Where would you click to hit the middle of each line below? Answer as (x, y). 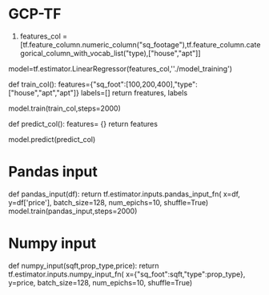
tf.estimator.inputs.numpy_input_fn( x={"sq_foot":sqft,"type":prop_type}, (127, 274)
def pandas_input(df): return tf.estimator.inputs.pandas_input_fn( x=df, (124, 194)
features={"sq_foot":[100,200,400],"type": (128, 84)
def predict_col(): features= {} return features (83, 123)
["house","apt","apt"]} (44, 92)
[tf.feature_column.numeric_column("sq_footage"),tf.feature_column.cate (140, 44)
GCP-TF (35, 14)
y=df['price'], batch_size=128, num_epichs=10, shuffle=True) (108, 202)
